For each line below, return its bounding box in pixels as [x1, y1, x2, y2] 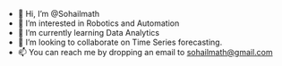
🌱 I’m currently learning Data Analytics [17, 28, 159, 37]
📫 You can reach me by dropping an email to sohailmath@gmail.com [17, 47, 273, 57]
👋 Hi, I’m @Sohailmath [17, 9, 100, 19]
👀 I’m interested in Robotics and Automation [17, 18, 180, 29]
